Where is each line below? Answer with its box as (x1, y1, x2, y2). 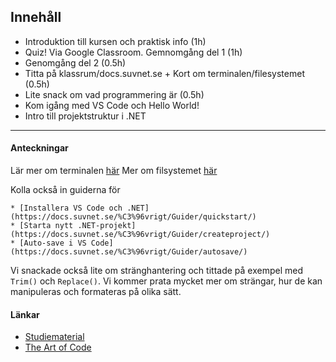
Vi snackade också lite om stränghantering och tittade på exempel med (10, 265, 303, 277)
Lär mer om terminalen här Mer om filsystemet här (10, 165, 218, 177)
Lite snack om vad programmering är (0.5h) (24, 88, 205, 100)
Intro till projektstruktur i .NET (24, 110, 147, 122)
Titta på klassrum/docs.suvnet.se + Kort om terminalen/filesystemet (24, 67, 305, 79)
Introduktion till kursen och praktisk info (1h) (24, 35, 207, 47)
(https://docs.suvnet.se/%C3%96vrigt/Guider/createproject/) (10, 230, 271, 240)
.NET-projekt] (77, 221, 137, 231)
